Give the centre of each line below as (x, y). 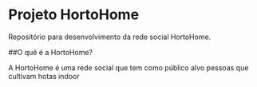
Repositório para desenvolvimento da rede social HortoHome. (110, 37)
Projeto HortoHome (74, 15)
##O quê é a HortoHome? (51, 52)
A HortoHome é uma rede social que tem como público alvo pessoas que (128, 67)
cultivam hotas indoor (44, 76)
